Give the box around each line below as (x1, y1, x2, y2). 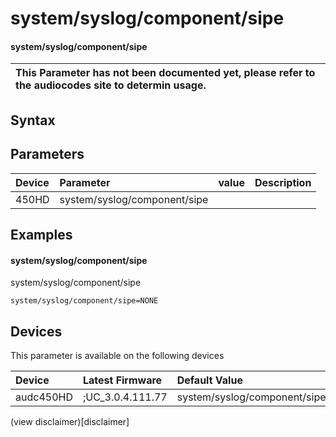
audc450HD (15, 390, 73, 404)
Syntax (10, 112, 56, 129)
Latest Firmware (82, 373, 163, 387)
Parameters (10, 146, 85, 163)
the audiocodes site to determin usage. (15, 78, 207, 92)
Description (254, 175, 312, 189)
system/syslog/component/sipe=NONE (10, 296, 159, 306)
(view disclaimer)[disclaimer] (10, 416, 130, 427)
